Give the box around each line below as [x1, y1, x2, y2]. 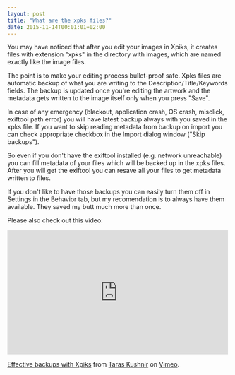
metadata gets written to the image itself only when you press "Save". [7, 94, 210, 102]
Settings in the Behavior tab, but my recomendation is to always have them [7, 195, 225, 203]
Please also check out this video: [7, 216, 104, 225]
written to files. [7, 174, 51, 182]
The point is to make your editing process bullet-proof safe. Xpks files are [7, 71, 222, 80]
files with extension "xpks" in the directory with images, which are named [7, 50, 221, 59]
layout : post [7, 10, 46, 18]
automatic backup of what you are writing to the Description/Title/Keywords [7, 79, 228, 88]
